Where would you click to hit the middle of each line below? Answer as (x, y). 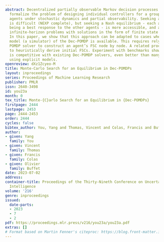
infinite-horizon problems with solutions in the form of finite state (84, 32)
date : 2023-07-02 (23, 173)
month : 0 (14, 96)
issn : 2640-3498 (21, 87)
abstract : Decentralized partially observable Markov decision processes (82, 10)
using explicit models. (33, 60)
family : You (22, 141)
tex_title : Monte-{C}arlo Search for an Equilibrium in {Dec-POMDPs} (77, 101)
